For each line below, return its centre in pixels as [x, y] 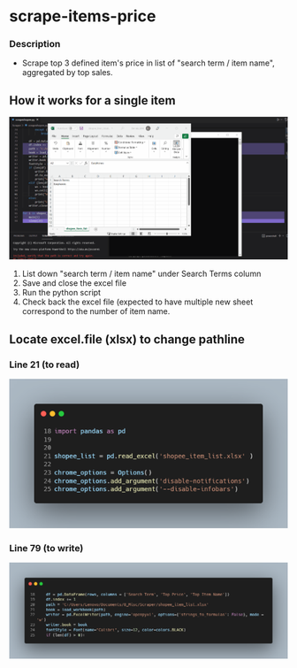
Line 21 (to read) [45, 365]
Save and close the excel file [74, 283]
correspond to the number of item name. [96, 311]
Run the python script [61, 293]
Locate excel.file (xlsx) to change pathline [127, 339]
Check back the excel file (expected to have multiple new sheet [137, 302]
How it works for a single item [92, 100]
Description [35, 44]
